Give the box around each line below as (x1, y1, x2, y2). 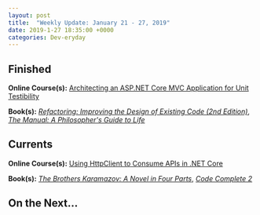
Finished (8, 62, 52, 75)
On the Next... (8, 197, 79, 210)
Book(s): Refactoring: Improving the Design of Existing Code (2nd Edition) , (8, 107, 250, 116)
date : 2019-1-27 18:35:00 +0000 (8, 26, 114, 34)
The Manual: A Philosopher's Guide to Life (8, 115, 145, 125)
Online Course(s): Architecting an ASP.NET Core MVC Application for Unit (8, 83, 249, 93)
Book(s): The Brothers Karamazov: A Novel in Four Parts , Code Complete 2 (8, 173, 253, 183)
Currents (8, 138, 53, 151)
